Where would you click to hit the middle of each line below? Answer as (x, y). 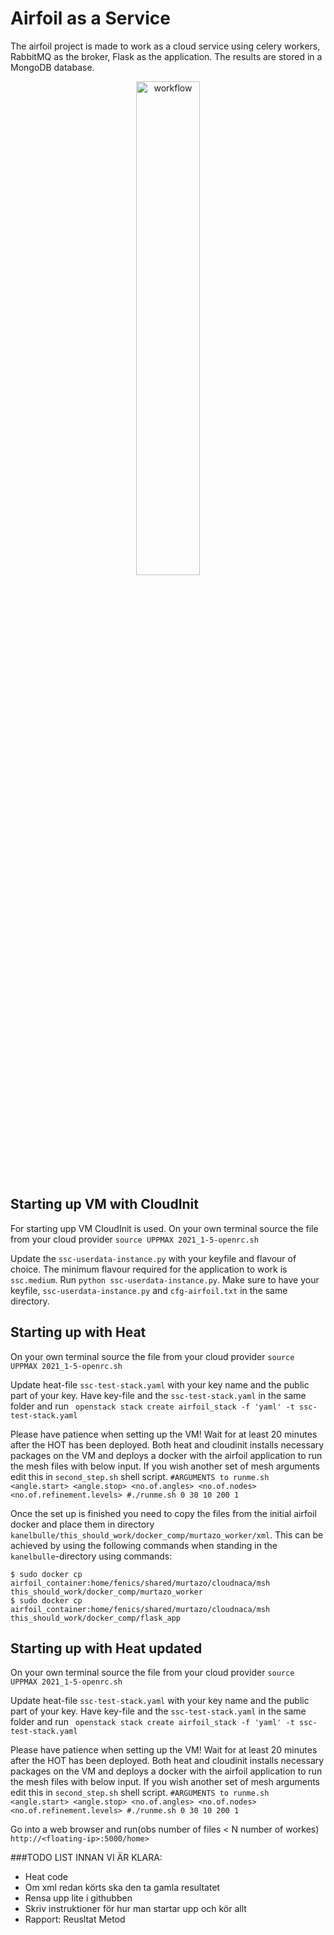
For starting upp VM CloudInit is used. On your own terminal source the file (164, 1228)
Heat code (46, 1877)
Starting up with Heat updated (106, 1648)
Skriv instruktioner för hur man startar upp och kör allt (135, 1909)
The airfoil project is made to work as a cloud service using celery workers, (165, 46)
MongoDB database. (52, 67)
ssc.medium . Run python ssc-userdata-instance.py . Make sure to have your (165, 1279)
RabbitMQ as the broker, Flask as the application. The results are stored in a (166, 56)
